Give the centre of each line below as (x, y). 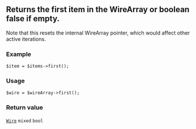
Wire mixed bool (25, 121)
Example (19, 54)
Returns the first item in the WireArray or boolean (98, 10)
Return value (25, 107)
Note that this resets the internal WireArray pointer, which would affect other (98, 33)
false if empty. (33, 19)
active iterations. (26, 39)
